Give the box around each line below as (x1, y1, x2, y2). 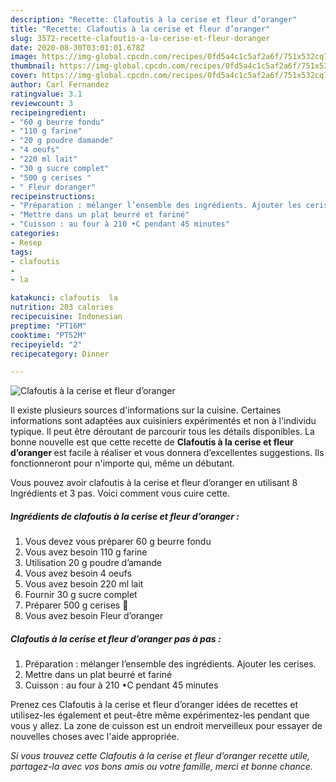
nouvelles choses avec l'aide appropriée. (10, 731, 180, 743)
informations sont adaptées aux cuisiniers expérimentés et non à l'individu (10, 415, 317, 427)
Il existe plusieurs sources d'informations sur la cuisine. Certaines (10, 404, 282, 416)
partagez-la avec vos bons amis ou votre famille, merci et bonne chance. (10, 761, 313, 773)
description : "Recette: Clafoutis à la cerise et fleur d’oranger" (10, 14, 298, 25)
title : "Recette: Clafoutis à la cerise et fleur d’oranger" (10, 24, 271, 34)
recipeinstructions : (10, 191, 97, 201)
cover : (10, 71, 38, 81)
